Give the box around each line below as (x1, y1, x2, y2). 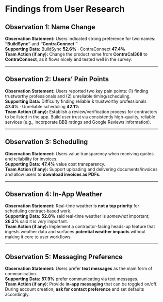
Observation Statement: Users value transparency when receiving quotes (5, 151, 154, 156)
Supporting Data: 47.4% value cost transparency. (5, 161, 106, 167)
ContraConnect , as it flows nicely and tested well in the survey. (5, 57, 132, 62)
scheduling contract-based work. (5, 208, 72, 214)
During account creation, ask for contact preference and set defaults (5, 286, 144, 292)
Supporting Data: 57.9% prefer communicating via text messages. (5, 276, 139, 282)
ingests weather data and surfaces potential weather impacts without (5, 229, 146, 235)
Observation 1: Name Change (5, 23, 96, 31)
